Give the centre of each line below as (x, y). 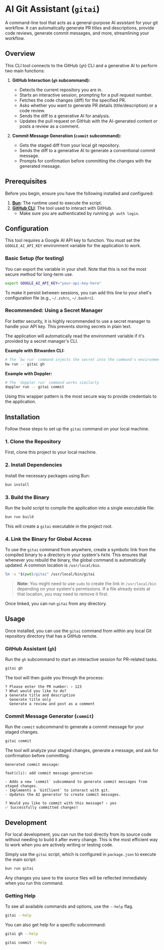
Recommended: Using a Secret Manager (54, 310)
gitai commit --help (26, 943)
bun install (17, 485)
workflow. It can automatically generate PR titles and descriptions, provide (80, 27)
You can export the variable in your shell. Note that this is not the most (76, 269)
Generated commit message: (32, 765)
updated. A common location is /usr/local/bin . (53, 565)
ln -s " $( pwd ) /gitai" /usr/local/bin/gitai (50, 574)
